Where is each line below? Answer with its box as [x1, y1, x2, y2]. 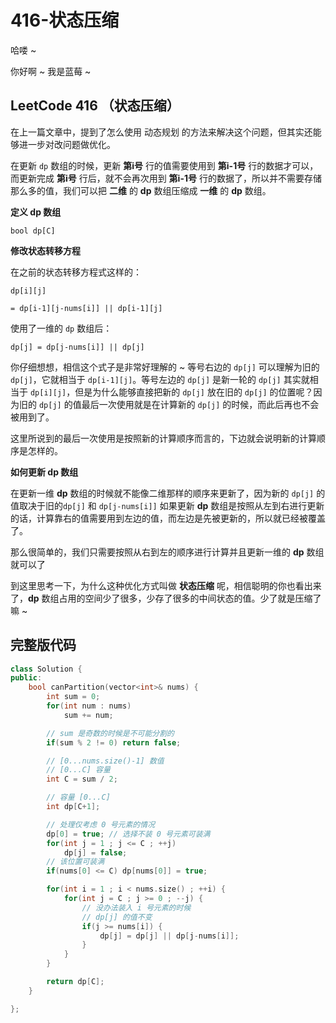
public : [10, 673, 43, 683]
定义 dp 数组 [10, 206, 62, 218]
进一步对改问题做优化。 [18, 138, 116, 150]
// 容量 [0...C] [46, 792, 111, 803]
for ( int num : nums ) [46, 701, 132, 711]
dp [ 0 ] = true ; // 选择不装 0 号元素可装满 [46, 829, 211, 839]
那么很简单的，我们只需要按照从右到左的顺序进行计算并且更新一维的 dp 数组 [10, 546, 325, 558]
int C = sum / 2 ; [46, 774, 118, 785]
